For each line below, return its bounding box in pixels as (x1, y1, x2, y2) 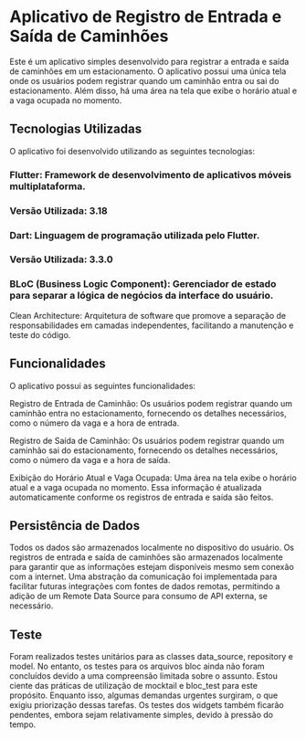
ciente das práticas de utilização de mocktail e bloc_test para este (9, 681, 259, 691)
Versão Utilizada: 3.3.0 (9, 253, 114, 266)
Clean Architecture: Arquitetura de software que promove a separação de (9, 310, 287, 321)
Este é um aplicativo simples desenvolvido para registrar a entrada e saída (9, 56, 290, 67)
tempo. (9, 719, 37, 730)
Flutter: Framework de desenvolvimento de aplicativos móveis (9, 168, 292, 181)
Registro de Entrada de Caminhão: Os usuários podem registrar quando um (9, 397, 293, 408)
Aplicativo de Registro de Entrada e (9, 6, 282, 27)
